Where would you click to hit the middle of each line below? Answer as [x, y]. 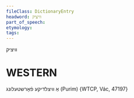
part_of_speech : [26, 22]
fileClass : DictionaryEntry [40, 11]
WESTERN [31, 73]
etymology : [19, 28]
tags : [13, 33]
